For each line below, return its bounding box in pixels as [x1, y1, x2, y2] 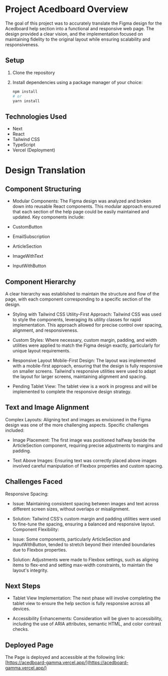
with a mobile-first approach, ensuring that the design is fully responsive [12, 363, 163, 368]
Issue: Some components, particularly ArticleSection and [12, 536, 130, 542]
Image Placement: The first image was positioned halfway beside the [12, 437, 155, 443]
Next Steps [5, 582, 41, 590]
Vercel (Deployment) [12, 147, 56, 153]
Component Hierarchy [5, 277, 76, 286]
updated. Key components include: [12, 214, 85, 220]
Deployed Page [5, 641, 54, 649]
